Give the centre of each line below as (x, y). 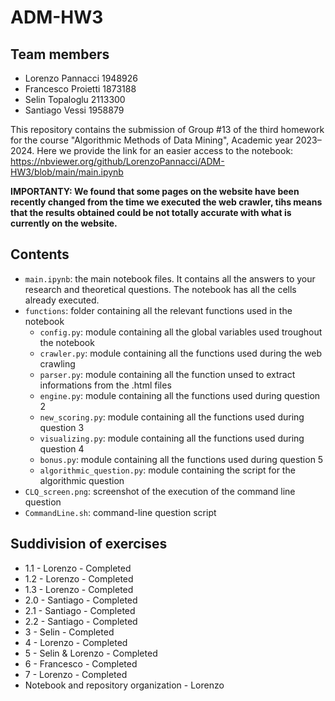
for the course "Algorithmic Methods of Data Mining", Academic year (152, 140)
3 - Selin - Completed (69, 632)
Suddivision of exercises (89, 544)
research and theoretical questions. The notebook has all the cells (160, 289)
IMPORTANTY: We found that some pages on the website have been (155, 191)
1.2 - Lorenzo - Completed (79, 578)
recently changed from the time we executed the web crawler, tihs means (166, 202)
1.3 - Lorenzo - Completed (79, 589)
